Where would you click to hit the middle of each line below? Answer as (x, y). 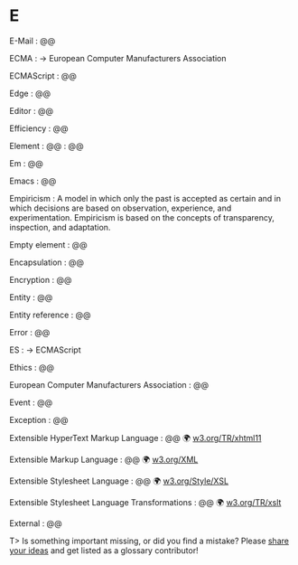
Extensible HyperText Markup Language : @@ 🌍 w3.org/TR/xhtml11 (135, 438)
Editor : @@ (32, 110)
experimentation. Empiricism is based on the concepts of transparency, (142, 217)
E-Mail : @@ (33, 41)
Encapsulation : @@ (47, 262)
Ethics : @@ (32, 367)
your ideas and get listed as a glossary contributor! (104, 550)
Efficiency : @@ (39, 128)
